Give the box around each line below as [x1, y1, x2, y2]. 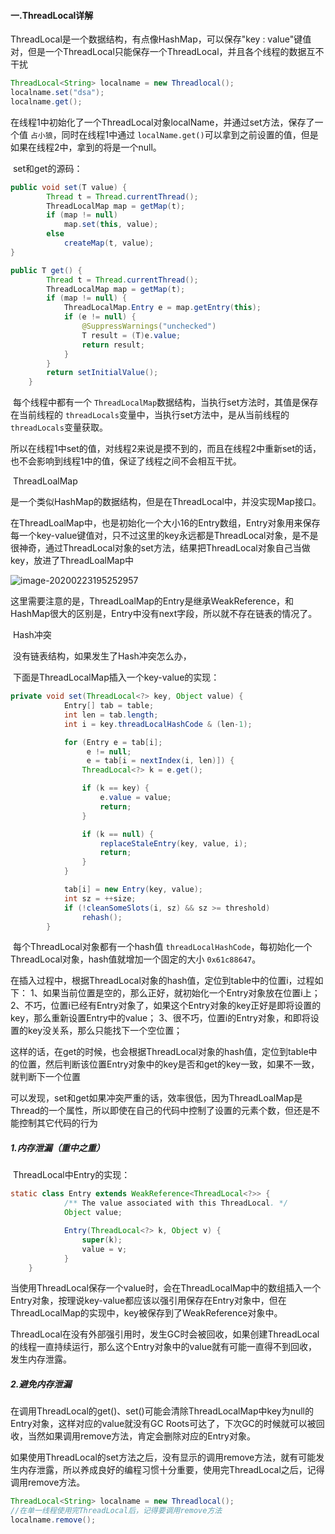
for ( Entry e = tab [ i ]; [63, 737, 163, 747]
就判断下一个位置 [10, 1071, 81, 1083]
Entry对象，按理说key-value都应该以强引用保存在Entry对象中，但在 [10, 1295, 287, 1307]
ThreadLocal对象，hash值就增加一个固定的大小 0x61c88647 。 [10, 953, 262, 965]
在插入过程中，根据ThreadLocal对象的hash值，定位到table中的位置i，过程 [10, 975, 315, 987]
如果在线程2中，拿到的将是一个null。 [10, 141, 162, 153]
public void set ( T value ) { [10, 182, 128, 192]
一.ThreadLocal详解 [10, 9, 94, 21]
